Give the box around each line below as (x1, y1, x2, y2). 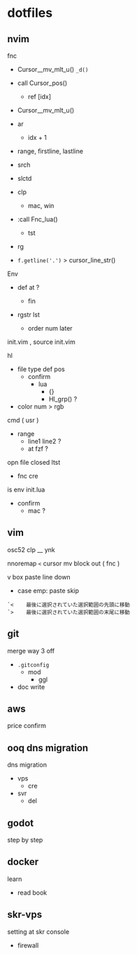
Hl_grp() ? (48, 395, 78, 403)
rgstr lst (17, 311, 40, 319)
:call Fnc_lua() (17, 215, 58, 223)
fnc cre (17, 472, 38, 480)
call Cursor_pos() (17, 79, 68, 87)
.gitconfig (17, 661, 50, 669)
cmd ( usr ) (7, 416, 39, 424)
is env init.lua (7, 485, 45, 494)
